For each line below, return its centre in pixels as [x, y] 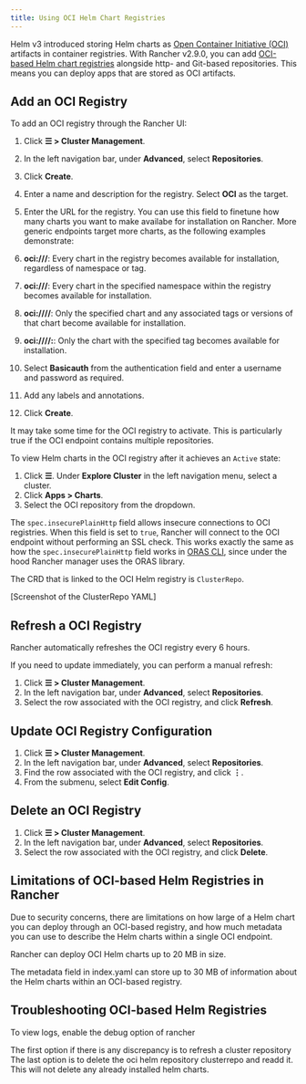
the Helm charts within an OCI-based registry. [97, 981]
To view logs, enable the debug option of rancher [103, 1032]
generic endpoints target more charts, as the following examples [145, 231]
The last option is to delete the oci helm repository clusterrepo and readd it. [152, 1059]
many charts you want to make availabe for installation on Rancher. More [160, 222]
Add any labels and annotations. [84, 396]
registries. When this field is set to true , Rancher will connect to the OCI [145, 532]
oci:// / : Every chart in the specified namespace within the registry [147, 286]
